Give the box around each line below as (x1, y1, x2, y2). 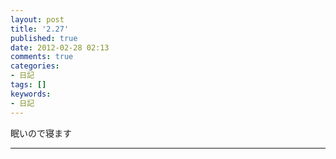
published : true (10, 33, 78, 43)
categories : (10, 61, 60, 71)
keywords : (10, 89, 52, 99)
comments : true (10, 52, 74, 62)
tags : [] (10, 80, 47, 90)
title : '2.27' (10, 24, 70, 34)
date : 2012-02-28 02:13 (10, 42, 110, 53)
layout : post (10, 14, 65, 25)
